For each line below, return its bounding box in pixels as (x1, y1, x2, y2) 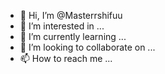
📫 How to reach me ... (19, 53, 113, 64)
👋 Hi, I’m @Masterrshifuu (19, 10, 123, 21)
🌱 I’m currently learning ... (19, 31, 127, 42)
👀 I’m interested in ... (19, 20, 105, 32)
